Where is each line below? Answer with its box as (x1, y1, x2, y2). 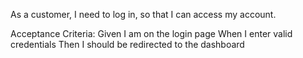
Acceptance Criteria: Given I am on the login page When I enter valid (10, 28, 293, 39)
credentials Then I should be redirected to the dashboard (10, 39, 245, 50)
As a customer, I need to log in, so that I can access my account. (10, 9, 277, 20)
